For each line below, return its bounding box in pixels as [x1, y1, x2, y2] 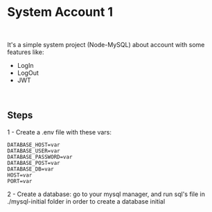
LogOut [17, 69, 39, 77]
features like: [7, 48, 44, 56]
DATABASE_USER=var [7, 147, 60, 154]
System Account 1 [7, 4, 113, 20]
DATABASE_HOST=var [7, 141, 60, 148]
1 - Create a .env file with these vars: [7, 127, 112, 136]
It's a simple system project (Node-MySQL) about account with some [7, 40, 205, 48]
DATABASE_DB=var [7, 166, 54, 173]
